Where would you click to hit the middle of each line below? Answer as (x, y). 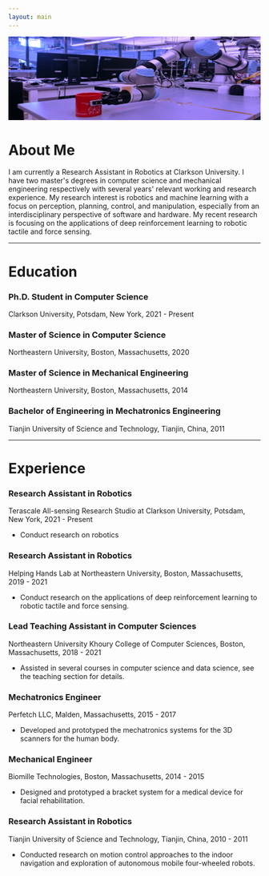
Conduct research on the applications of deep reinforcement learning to (139, 597)
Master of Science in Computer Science (87, 335)
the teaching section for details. (72, 676)
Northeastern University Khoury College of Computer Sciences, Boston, (127, 644)
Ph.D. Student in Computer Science (78, 296)
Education (43, 271)
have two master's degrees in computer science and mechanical (115, 181)
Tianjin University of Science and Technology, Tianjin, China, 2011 (117, 428)
